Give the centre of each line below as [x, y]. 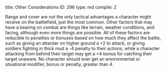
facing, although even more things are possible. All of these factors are [78, 33]
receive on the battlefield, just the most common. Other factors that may [79, 22]
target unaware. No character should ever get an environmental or [73, 59]
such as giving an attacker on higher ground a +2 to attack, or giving [75, 43]
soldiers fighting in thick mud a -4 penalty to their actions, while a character [83, 48]
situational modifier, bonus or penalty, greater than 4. [59, 64]
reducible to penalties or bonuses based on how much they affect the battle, [83, 38]
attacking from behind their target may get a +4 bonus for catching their [79, 54]
